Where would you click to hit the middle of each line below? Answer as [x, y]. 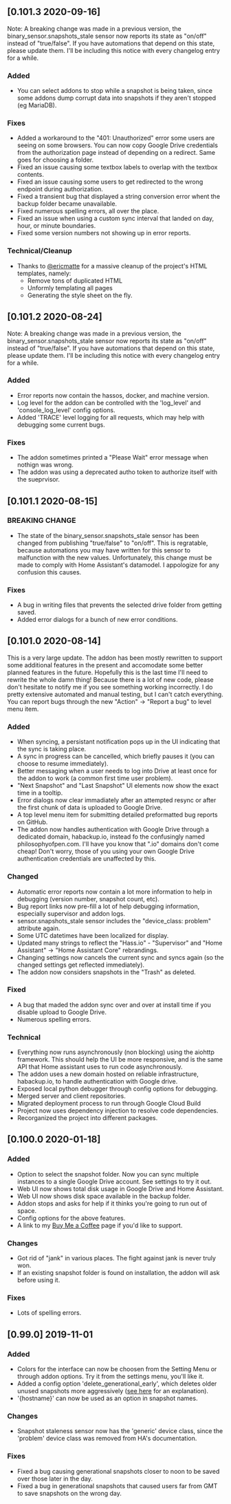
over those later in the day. [55, 1479]
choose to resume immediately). [63, 764]
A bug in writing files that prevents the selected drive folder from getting [119, 605]
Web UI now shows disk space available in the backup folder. [104, 1196]
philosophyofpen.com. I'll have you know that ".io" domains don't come [118, 844]
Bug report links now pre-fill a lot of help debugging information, [108, 906]
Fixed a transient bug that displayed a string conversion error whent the [119, 197]
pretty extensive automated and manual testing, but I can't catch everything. [115, 694]
